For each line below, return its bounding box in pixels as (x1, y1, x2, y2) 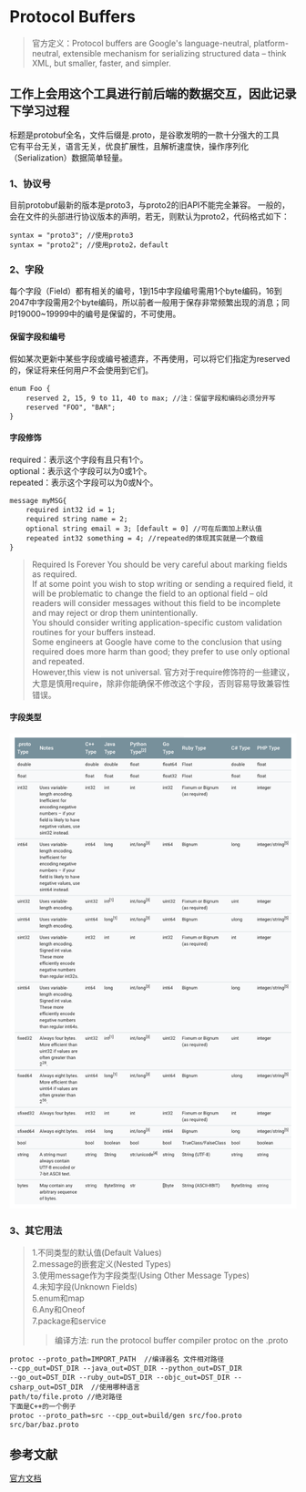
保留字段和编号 (9, 331, 66, 342)
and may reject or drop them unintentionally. (31, 607, 199, 618)
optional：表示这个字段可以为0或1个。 (9, 465, 152, 476)
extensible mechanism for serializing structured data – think (62, 47, 287, 58)
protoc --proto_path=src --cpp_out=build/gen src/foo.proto (9, 1411, 243, 1420)
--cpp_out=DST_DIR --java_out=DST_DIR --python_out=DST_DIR (9, 1363, 243, 1373)
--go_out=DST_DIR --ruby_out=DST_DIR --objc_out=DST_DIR (9, 1373, 230, 1382)
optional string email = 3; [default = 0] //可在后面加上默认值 (25, 524, 262, 533)
